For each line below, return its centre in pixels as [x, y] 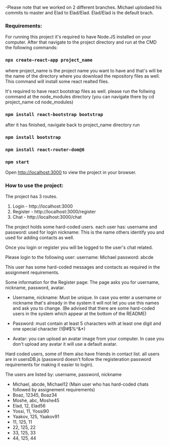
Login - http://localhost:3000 [43, 206]
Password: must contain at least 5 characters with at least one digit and [87, 323]
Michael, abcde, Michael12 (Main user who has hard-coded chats [80, 384]
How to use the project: [35, 185]
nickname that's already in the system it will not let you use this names [86, 303]
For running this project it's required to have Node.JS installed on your [78, 37]
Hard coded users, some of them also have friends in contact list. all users [82, 354]
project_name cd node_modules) [39, 102]
